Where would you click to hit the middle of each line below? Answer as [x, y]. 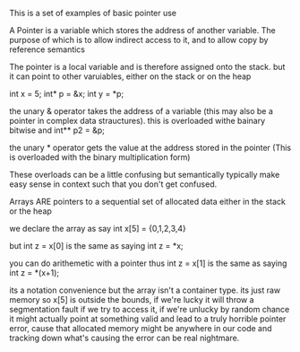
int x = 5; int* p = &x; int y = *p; [67, 94]
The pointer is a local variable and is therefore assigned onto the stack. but [147, 67]
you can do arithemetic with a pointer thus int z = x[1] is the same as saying [148, 263]
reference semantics [47, 49]
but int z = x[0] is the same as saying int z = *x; [96, 246]
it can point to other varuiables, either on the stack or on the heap [130, 76]
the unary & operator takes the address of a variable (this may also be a [141, 111]
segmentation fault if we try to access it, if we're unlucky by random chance [150, 309]
